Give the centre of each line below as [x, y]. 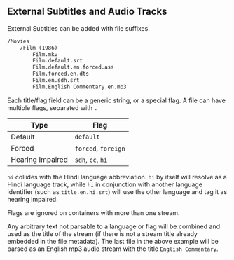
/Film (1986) [39, 48]
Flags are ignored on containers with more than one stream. [94, 212]
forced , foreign [100, 148]
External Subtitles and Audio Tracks [87, 12]
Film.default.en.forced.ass [73, 67]
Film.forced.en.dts [61, 74]
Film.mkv [45, 54]
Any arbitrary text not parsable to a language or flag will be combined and [114, 226]
